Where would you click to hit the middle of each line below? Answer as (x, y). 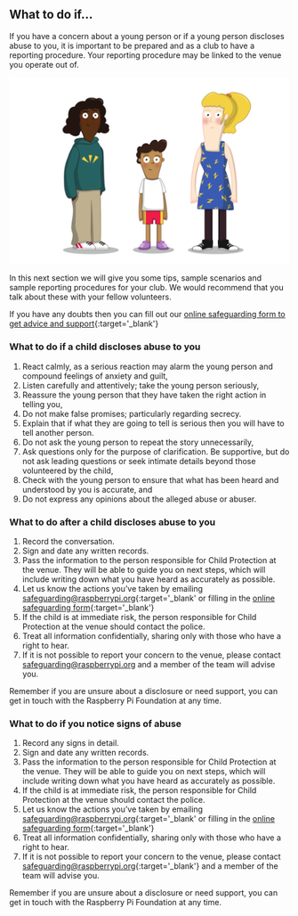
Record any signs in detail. (71, 743)
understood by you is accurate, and (87, 489)
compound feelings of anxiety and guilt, (95, 376)
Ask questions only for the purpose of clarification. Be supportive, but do (156, 451)
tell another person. (58, 432)
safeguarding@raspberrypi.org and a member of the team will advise (149, 665)
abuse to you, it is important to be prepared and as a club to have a (132, 45)
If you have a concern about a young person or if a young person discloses (147, 36)
